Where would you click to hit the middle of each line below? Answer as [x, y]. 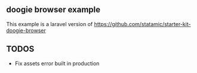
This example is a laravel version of [50, 24]
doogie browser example [53, 10]
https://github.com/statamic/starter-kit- [142, 24]
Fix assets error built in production [57, 63]
